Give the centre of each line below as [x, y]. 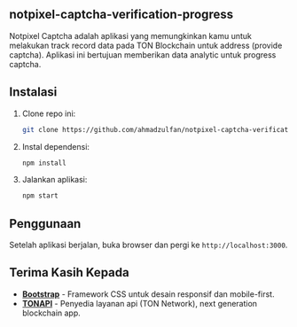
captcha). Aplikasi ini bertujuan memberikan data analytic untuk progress [143, 54]
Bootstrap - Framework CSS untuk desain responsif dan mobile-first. [148, 294]
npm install [44, 163]
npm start [40, 196]
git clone [40, 129]
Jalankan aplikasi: [55, 180]
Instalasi [33, 92]
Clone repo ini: [49, 113]
